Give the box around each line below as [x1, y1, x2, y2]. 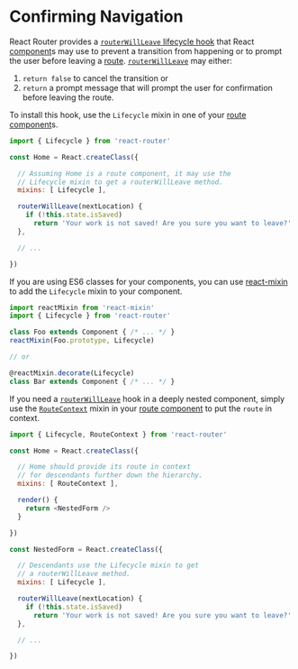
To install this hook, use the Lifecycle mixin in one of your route [9, 109, 247, 120]
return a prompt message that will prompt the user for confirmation [22, 82, 273, 93]
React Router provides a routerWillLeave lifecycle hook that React [9, 36, 255, 47]
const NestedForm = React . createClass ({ [9, 545, 164, 554]
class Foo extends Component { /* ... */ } [9, 327, 176, 337]
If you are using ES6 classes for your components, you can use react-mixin [9, 276, 288, 287]
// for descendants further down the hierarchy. [17, 471, 203, 480]
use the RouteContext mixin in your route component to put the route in [9, 403, 273, 414]
